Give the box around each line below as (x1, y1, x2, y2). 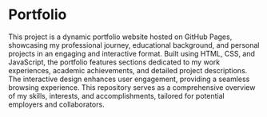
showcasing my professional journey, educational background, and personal (8, 40, 260, 49)
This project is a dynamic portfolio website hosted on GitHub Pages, (8, 32, 233, 41)
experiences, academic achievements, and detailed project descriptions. (8, 65, 248, 75)
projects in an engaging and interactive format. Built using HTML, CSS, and (8, 49, 256, 58)
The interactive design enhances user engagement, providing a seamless (8, 74, 250, 84)
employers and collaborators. (8, 99, 106, 109)
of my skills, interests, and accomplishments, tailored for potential (8, 91, 225, 100)
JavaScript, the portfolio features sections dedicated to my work (8, 57, 221, 67)
